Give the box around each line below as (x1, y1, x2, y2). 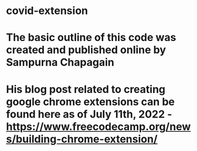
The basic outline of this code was (6, 31, 176, 44)
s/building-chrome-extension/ (6, 132, 158, 146)
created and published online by (6, 43, 166, 57)
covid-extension (6, 4, 88, 18)
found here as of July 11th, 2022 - (6, 107, 172, 121)
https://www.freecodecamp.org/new (6, 120, 191, 133)
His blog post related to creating (6, 83, 166, 96)
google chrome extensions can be (6, 95, 175, 108)
